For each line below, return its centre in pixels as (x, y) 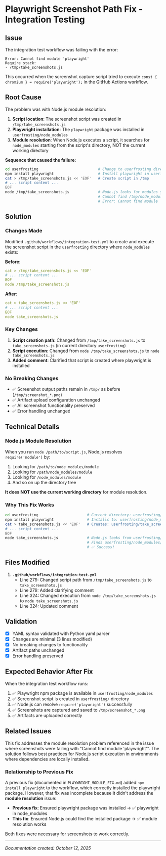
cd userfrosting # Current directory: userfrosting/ (84, 515)
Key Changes (21, 329)
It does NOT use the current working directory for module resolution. (76, 492)
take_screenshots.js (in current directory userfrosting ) (69, 345)
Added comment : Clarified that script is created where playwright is (82, 360)
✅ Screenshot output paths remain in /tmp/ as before (66, 389)
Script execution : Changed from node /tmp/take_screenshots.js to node (86, 351)
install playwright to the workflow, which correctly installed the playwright (83, 788)
